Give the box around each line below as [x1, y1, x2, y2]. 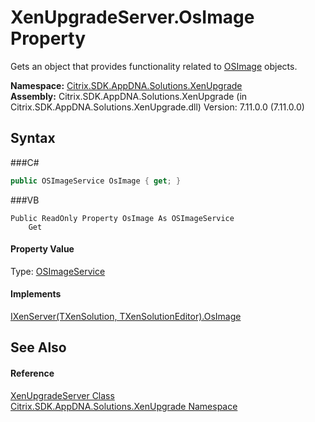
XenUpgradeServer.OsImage [10, 6, 255, 29]
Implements [10, 288, 62, 300]
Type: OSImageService [10, 265, 106, 277]
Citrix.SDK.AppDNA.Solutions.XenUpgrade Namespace [10, 400, 238, 412]
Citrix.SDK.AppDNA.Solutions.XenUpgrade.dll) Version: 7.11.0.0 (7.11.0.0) [10, 101, 305, 113]
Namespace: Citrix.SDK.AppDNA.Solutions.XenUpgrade [10, 79, 243, 91]
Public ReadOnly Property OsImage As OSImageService [10, 213, 235, 223]
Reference [10, 367, 55, 380]
